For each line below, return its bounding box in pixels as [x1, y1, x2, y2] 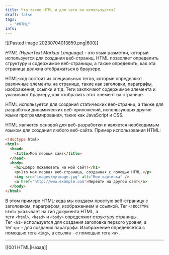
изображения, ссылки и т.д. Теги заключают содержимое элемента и [5, 86, 156, 92]
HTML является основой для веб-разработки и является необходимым [5, 122, 159, 128]
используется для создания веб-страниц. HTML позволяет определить [5, 55, 159, 61]
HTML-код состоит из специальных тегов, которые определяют [5, 76, 142, 82]
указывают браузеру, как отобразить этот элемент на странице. [5, 92, 144, 98]
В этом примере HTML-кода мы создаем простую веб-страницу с [5, 198, 148, 204]
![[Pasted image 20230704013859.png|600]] [5, 40, 99, 46]
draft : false [5, 12, 33, 17]
